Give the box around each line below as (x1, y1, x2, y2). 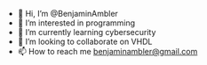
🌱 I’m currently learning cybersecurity (17, 27, 156, 37)
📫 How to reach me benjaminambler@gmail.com (17, 47, 198, 56)
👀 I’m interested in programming (17, 18, 136, 28)
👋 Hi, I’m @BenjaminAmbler (17, 9, 118, 18)
